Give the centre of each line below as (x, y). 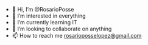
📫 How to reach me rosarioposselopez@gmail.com (77, 36)
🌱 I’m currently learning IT (44, 22)
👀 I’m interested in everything (49, 16)
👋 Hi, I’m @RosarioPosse (43, 9)
